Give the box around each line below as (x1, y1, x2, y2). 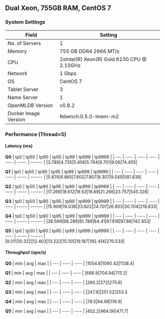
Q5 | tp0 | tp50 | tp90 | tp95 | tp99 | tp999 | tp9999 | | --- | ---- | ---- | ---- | (5, 227, 160, 233)
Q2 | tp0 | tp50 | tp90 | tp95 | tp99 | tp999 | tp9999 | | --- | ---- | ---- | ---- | (5, 183, 160, 189)
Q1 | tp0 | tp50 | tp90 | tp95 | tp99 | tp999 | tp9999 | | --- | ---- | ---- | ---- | (5, 168, 159, 174)
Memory (7, 48, 27, 55)
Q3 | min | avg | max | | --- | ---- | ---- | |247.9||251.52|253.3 (5, 289, 128, 295)
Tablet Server (7, 86, 39, 93)
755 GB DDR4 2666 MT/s (59, 48, 119, 55)
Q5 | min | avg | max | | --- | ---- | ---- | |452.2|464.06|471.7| (5, 308, 129, 314)
